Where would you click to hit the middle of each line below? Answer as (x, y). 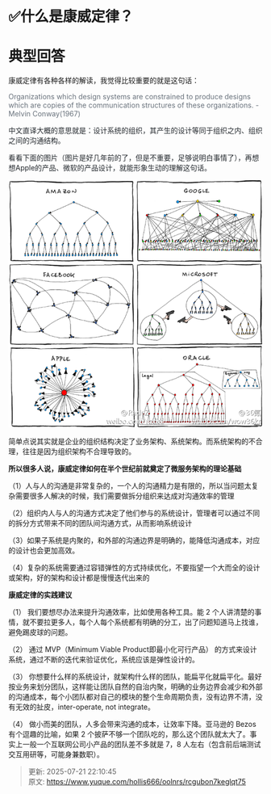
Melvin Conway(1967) (44, 114)
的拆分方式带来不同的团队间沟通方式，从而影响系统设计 (100, 523)
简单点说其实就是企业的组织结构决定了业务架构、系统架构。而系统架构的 (128, 442)
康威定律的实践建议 (40, 595)
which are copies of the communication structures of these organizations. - (134, 105)
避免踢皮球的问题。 (40, 632)
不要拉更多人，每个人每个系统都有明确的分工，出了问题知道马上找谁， (146, 622)
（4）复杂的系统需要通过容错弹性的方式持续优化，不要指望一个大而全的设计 (134, 568)
